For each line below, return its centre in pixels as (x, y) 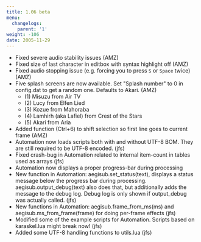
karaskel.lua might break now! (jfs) (58, 226)
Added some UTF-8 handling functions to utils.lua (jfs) (83, 233)
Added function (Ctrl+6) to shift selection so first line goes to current (101, 129)
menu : (13, 18)
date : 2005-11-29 (28, 40)
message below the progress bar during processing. (81, 181)
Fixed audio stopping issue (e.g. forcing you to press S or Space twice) (103, 70)
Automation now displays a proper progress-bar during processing (99, 168)
